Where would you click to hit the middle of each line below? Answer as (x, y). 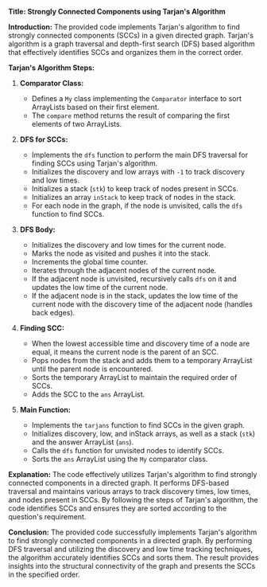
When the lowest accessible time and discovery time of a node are (141, 343)
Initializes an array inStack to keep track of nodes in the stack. (133, 197)
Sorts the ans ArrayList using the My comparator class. (120, 459)
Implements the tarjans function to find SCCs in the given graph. (138, 425)
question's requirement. (47, 517)
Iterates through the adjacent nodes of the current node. (124, 270)
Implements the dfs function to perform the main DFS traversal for (140, 155)
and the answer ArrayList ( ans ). (83, 442)
